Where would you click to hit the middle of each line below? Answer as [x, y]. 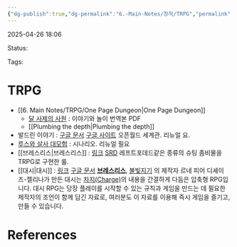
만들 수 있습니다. [41, 206]
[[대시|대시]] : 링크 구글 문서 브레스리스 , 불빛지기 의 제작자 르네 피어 [111, 170]
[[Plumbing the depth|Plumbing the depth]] [91, 126]
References [42, 235]
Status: [18, 48]
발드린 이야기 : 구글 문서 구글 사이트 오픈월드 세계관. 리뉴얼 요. [104, 135]
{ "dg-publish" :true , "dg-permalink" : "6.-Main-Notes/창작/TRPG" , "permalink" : [121, 14]
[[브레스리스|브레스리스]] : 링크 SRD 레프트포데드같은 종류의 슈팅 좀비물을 [120, 153]
